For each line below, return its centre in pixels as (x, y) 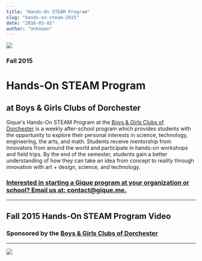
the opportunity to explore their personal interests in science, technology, (97, 135)
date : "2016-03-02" (31, 23)
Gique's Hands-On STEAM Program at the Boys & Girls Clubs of (85, 122)
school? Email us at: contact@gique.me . (66, 190)
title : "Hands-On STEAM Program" (48, 12)
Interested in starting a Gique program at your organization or (98, 183)
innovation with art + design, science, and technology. (73, 167)
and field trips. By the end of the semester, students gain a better (87, 155)
